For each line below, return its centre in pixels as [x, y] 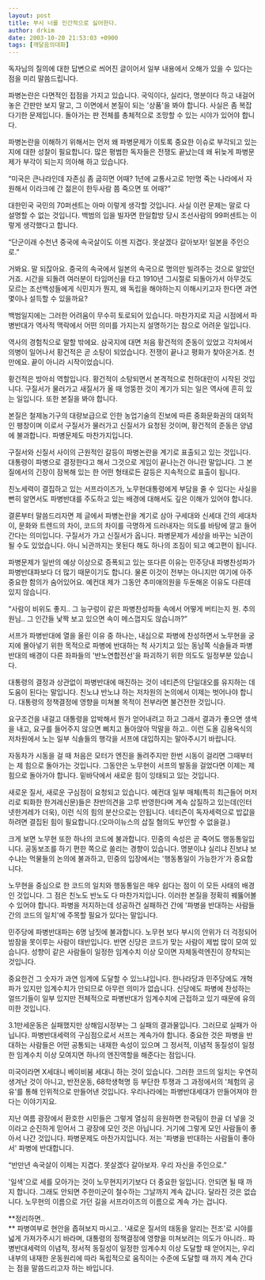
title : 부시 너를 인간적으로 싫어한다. [63, 23]
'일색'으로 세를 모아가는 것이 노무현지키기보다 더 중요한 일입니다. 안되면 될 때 [126, 1182]
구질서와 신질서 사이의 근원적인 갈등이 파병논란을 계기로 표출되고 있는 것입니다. [130, 452]
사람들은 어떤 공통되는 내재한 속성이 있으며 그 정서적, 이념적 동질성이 [134, 1045]
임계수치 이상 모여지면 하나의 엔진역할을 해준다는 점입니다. [106, 1055]
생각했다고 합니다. [50, 225]
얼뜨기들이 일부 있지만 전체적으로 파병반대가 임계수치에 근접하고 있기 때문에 [125, 998]
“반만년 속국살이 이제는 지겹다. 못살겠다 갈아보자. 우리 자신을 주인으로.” [117, 1165]
